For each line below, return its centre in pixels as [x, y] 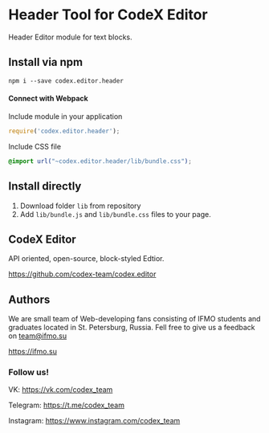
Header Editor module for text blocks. [70, 37]
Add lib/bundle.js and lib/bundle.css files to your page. [115, 214]
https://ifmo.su [33, 352]
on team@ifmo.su [37, 336]
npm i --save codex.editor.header [66, 81]
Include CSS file [35, 146]
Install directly [45, 186]
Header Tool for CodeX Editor [108, 15]
